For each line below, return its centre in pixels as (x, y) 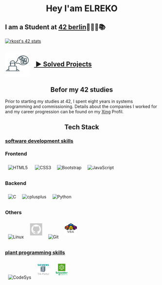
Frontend (16, 154)
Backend (16, 183)
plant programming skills (35, 252)
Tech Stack (82, 127)
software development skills (39, 141)
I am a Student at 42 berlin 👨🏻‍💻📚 (55, 27)
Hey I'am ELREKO (82, 9)
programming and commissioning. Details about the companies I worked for (81, 107)
